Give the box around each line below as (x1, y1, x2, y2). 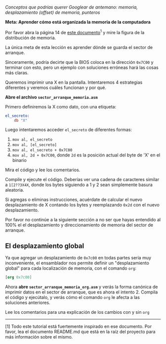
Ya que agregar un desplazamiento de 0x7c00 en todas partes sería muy (5, 255, 152, 261)
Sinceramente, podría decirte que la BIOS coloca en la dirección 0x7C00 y (5, 59, 154, 65)
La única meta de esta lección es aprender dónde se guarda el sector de (5, 44, 153, 50)
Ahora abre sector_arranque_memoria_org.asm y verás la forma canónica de (5, 284, 158, 290)
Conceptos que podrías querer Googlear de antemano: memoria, (5, 4, 138, 10)
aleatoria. (5, 187, 24, 193)
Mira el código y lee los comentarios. (5, 167, 81, 173)
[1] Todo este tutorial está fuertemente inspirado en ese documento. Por (5, 324, 152, 330)
